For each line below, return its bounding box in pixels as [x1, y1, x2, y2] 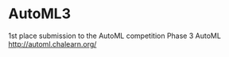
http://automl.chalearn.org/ [8, 39, 97, 48]
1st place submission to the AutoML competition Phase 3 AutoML [8, 31, 221, 40]
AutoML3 [8, 5, 72, 23]
